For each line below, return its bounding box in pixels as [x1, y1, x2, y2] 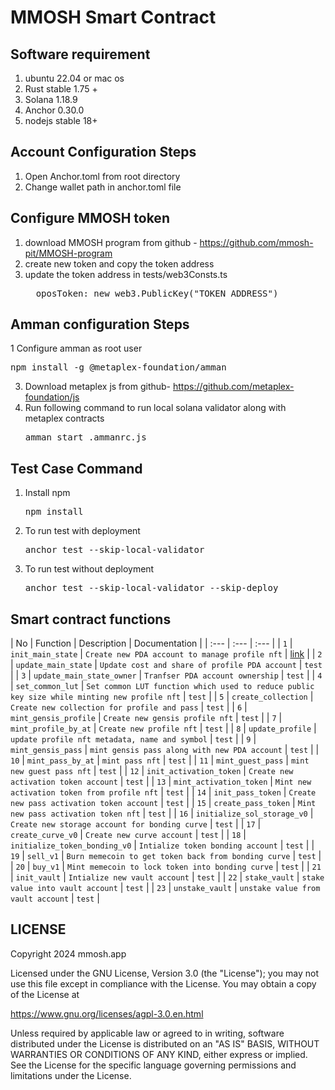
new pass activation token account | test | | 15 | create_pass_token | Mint [10, 797, 317, 809]
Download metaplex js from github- [24, 381, 172, 393]
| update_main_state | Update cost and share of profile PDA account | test [10, 659, 323, 671]
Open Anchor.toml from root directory [24, 170, 181, 182]
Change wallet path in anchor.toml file [24, 181, 182, 193]
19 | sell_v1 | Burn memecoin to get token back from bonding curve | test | [10, 850, 322, 862]
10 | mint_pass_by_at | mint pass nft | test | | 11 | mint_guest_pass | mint [10, 754, 310, 766]
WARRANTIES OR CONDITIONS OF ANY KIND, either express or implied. [10, 1048, 308, 1060]
